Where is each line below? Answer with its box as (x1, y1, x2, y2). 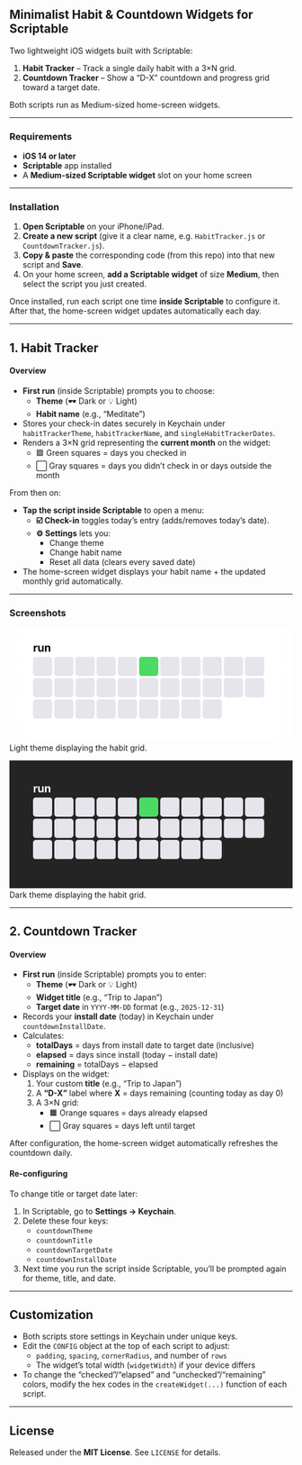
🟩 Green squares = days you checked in (35, 448, 187, 458)
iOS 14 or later (22, 150, 76, 161)
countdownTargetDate (35, 1245, 113, 1255)
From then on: (9, 487, 61, 498)
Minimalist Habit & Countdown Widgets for (9, 7, 253, 23)
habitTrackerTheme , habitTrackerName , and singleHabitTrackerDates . (22, 428, 276, 438)
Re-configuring (9, 1168, 68, 1178)
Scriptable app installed (22, 160, 112, 171)
